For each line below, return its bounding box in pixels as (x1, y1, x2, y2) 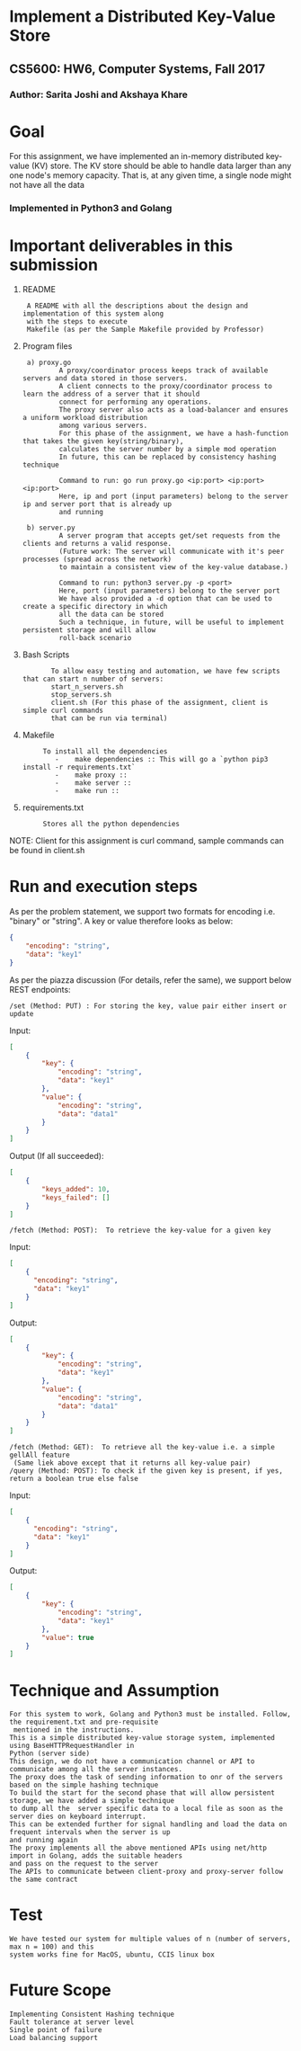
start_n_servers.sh (50, 682, 124, 691)
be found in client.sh (9, 845, 85, 856)
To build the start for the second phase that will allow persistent (9, 1788, 276, 1797)
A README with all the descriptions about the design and (26, 301, 249, 311)
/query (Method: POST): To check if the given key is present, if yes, (9, 1467, 283, 1476)
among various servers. (58, 421, 148, 431)
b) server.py (26, 523, 75, 532)
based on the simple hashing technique (9, 1780, 159, 1790)
